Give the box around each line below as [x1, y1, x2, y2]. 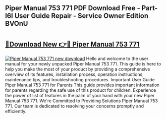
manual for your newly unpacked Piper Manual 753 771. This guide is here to [5, 61, 161, 66]
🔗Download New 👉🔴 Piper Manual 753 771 [5, 40, 140, 49]
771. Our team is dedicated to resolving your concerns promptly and [5, 103, 144, 109]
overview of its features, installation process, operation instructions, [5, 71, 144, 77]
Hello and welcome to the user [86, 56, 149, 61]
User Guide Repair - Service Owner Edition [14, 12, 149, 20]
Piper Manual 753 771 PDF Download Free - [5, 4, 140, 12]
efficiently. [5, 109, 27, 114]
